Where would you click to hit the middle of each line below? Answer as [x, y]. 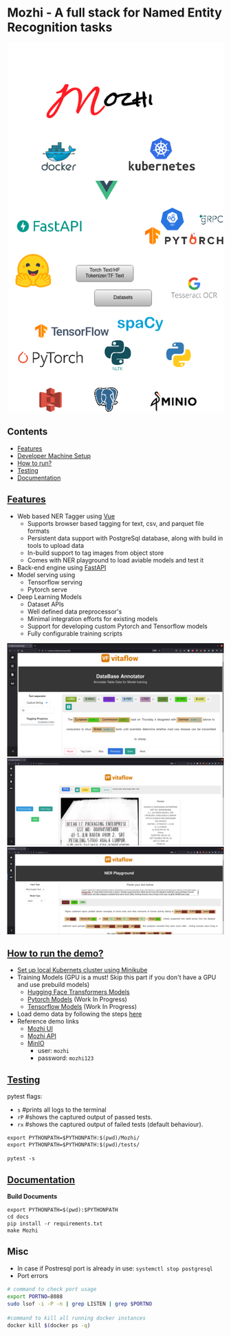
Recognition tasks [60, 27]
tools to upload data [56, 545]
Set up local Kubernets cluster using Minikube [82, 970]
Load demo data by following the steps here [79, 1014]
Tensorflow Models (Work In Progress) [82, 1007]
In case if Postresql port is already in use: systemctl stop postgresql [115, 1268]
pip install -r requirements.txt [55, 1224]
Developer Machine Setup [54, 455]
